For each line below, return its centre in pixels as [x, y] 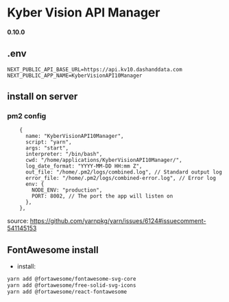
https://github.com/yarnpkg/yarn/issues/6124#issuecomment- [118, 221]
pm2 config [27, 116]
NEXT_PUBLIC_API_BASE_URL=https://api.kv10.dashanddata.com [95, 69]
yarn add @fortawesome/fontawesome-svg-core [72, 279]
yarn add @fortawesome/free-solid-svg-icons [72, 285]
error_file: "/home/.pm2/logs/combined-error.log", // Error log [120, 178]
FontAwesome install [53, 249]
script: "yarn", [48, 142]
